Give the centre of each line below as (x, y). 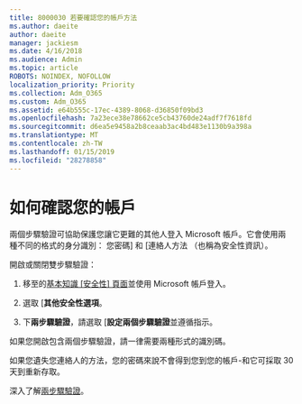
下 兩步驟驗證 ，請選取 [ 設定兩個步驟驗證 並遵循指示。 (120, 322)
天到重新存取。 (37, 372)
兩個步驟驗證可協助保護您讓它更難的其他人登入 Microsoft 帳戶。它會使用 (144, 234)
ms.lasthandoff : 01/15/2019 (62, 151)
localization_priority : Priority (72, 85)
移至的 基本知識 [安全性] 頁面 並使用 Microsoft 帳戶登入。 (127, 284)
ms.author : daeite (44, 26)
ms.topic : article (44, 69)
